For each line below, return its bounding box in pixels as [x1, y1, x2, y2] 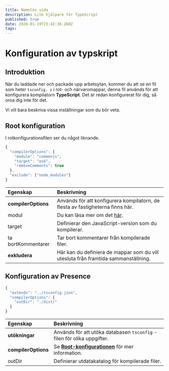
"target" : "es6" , [14, 159, 51, 164]
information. [53, 349, 82, 356]
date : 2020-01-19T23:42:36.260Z [5, 21, 73, 27]
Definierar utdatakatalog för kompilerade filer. [53, 358, 161, 364]
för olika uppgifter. [65, 335, 109, 342]
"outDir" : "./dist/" [14, 300, 57, 305]
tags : [5, 26, 17, 31]
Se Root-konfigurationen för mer [53, 343, 134, 350]
